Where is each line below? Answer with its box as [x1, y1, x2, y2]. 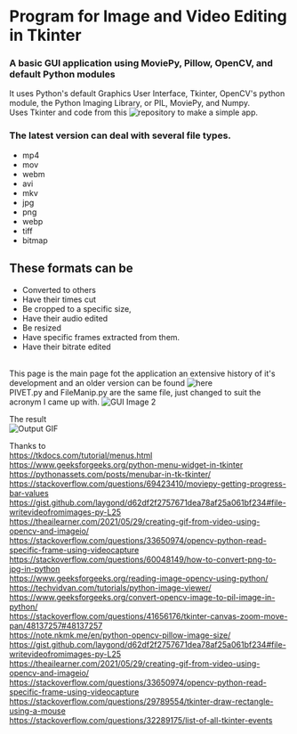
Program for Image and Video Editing [9, 6, 287, 27]
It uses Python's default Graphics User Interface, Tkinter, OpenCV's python [9, 88, 285, 99]
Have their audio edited [21, 313, 108, 323]
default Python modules [9, 69, 116, 81]
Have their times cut [21, 294, 96, 305]
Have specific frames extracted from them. [21, 331, 181, 342]
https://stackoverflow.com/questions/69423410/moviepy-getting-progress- [9, 478, 286, 489]
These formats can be [9, 261, 133, 276]
